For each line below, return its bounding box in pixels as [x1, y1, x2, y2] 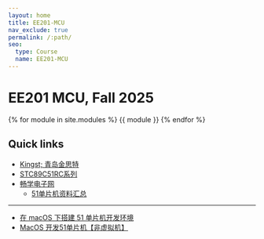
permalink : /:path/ [8, 33, 72, 42]
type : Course [15, 48, 58, 56]
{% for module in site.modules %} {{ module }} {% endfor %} [8, 114, 206, 124]
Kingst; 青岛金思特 [19, 159, 79, 168]
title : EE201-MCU [8, 19, 65, 27]
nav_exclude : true [8, 26, 68, 34]
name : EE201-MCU [15, 56, 68, 63]
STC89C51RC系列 [19, 169, 78, 179]
